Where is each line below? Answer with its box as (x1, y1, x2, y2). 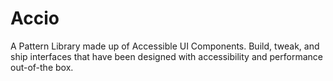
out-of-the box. (10, 61, 74, 73)
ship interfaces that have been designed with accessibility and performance (10, 50, 323, 62)
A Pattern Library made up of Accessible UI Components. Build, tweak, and (10, 40, 320, 52)
